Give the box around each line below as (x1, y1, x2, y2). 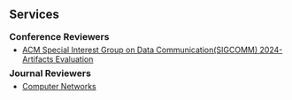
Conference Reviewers (9, 30, 110, 42)
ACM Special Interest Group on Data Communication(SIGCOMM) (21, 44, 258, 55)
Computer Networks (21, 81, 97, 91)
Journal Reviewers (9, 66, 91, 79)
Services (9, 7, 60, 22)
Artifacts (21, 53, 54, 65)
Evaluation (55, 53, 94, 65)
